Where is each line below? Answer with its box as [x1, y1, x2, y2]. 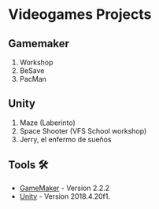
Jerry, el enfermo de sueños [19, 134, 112, 144]
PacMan [19, 75, 47, 83]
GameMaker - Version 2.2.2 [19, 183, 110, 192]
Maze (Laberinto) [19, 118, 76, 127]
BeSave [19, 66, 45, 75]
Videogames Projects [8, 5, 152, 24]
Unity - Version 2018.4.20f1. [19, 191, 111, 201]
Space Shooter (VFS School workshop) [19, 126, 147, 135]
